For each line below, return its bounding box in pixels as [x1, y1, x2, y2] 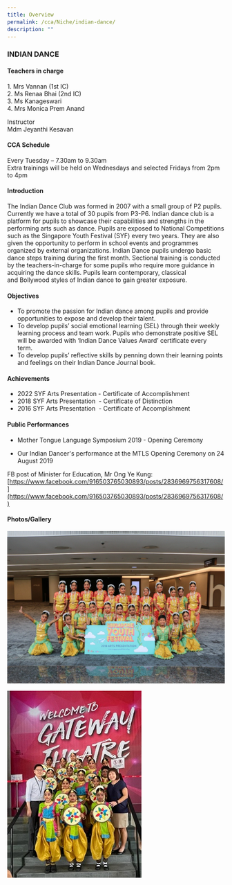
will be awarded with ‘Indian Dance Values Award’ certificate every [17, 337, 207, 345]
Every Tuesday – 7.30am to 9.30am [7, 156, 107, 164]
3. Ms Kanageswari [7, 97, 62, 105]
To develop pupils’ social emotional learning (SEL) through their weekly [17, 322, 220, 330]
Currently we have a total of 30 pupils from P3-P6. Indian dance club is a [7, 209, 214, 217]
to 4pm [7, 170, 28, 179]
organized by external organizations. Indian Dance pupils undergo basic [7, 246, 212, 254]
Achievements [7, 374, 50, 382]
